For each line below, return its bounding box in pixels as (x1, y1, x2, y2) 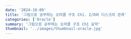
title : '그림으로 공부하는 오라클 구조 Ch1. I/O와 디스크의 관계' (5, 12, 127, 17)
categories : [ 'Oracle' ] (5, 17, 56, 22)
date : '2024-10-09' (5, 7, 47, 13)
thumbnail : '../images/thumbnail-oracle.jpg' (5, 26, 103, 31)
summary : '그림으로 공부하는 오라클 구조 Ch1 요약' (5, 21, 101, 27)
